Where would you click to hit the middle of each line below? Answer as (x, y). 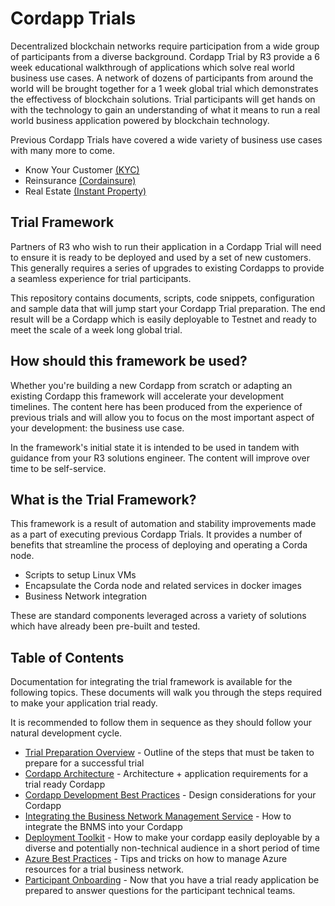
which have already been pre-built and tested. (105, 626)
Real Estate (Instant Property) (85, 191)
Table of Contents (67, 657)
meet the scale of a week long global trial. (96, 329)
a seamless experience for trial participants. (101, 278)
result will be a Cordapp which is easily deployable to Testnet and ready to (163, 319)
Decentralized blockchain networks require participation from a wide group (165, 46)
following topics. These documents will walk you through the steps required (166, 693)
